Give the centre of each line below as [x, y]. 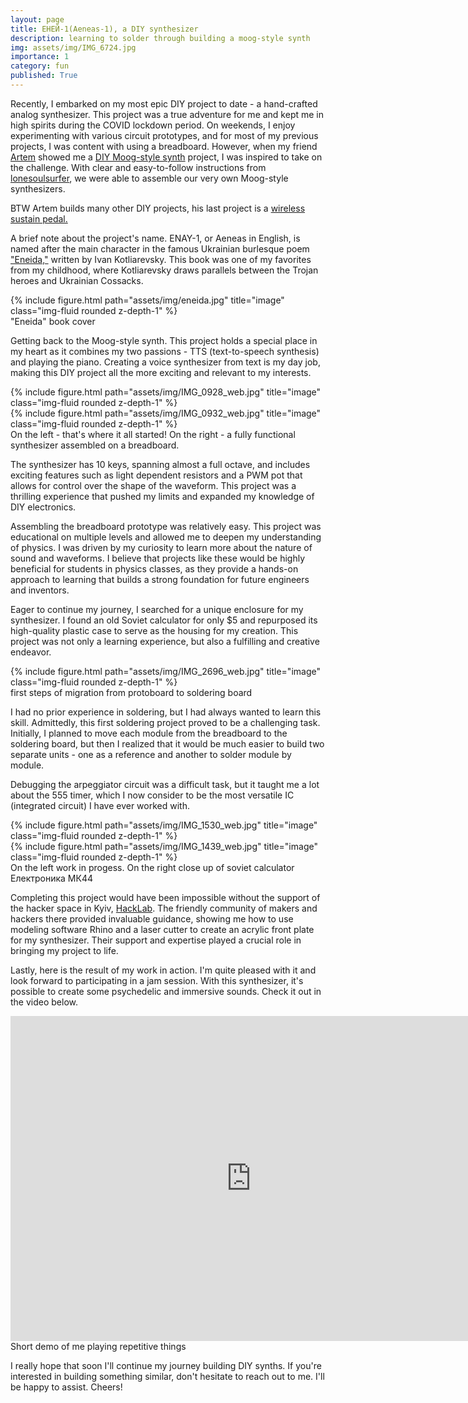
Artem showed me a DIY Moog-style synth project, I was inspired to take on [166, 157]
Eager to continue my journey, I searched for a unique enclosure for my [157, 609]
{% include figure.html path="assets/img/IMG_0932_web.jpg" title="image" [166, 413]
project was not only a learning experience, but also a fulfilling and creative [165, 641]
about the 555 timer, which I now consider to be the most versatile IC [152, 795]
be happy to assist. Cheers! [66, 1387]
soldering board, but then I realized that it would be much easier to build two [167, 743]
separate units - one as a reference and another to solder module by [151, 754]
